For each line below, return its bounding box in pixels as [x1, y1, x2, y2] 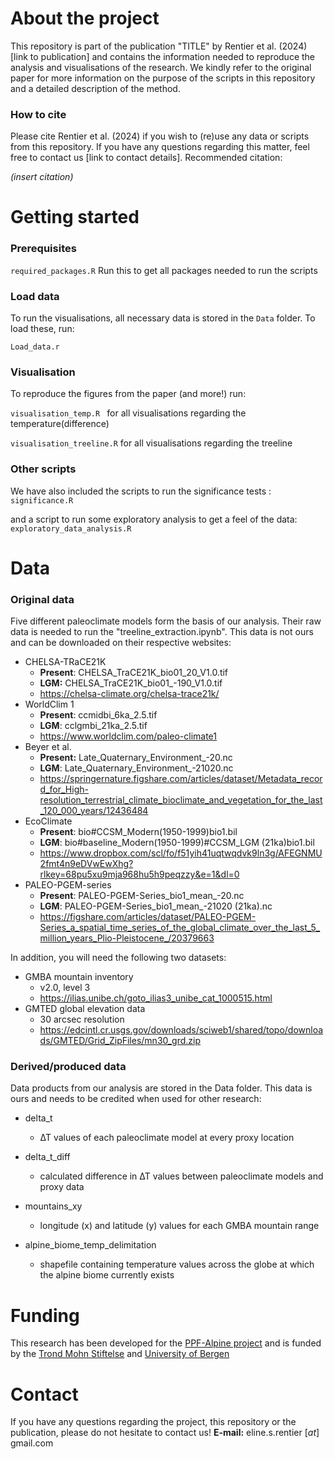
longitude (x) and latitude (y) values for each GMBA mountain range [39, 1220, 320, 1232]
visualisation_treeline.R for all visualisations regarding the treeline [10, 437, 293, 449]
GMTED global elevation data [24, 1003, 146, 1015]
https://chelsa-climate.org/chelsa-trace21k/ [39, 688, 220, 700]
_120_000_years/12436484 [39, 805, 149, 817]
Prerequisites [10, 242, 77, 256]
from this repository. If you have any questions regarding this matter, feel [10, 141, 310, 153]
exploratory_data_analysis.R [10, 523, 132, 534]
